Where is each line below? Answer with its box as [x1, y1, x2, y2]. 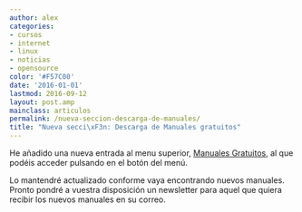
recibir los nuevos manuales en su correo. [9, 194, 166, 205]
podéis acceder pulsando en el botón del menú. [9, 158, 188, 168]
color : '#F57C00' [9, 72, 75, 82]
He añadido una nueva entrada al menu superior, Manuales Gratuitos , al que [9, 148, 294, 159]
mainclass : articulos [9, 106, 92, 115]
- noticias [9, 55, 51, 64]
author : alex [9, 13, 59, 23]
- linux [9, 47, 39, 56]
